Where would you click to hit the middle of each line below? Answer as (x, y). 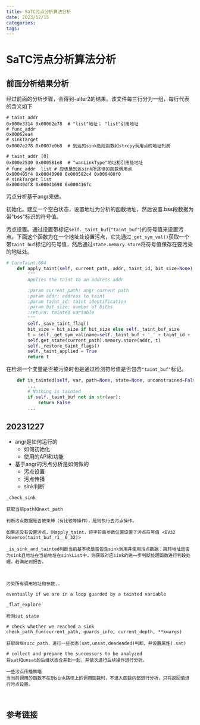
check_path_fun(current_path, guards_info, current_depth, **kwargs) (94, 632)
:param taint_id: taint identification (77, 302)
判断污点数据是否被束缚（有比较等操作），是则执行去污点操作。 (71, 521)
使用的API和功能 (43, 457)
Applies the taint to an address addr (76, 280)
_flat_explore (24, 605)
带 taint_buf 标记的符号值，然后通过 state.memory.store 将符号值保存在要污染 (100, 244)
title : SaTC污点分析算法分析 (39, 12)
